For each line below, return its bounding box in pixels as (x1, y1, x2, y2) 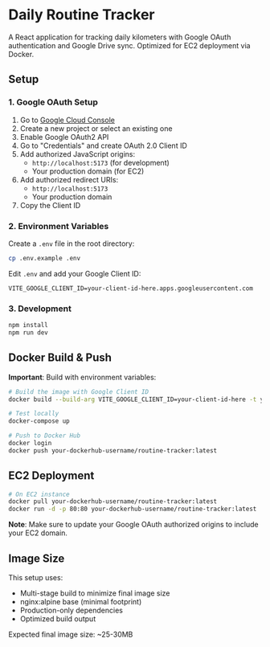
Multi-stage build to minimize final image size (19, 588, 170, 598)
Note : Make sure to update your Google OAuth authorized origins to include (8, 520, 259, 530)
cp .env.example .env (8, 254, 81, 262)
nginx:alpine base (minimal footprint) (19, 597, 142, 607)
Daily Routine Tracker (8, 6, 155, 24)
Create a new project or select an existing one (19, 123, 173, 133)
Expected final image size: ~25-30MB (8, 629, 133, 640)
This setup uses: (8, 573, 63, 583)
